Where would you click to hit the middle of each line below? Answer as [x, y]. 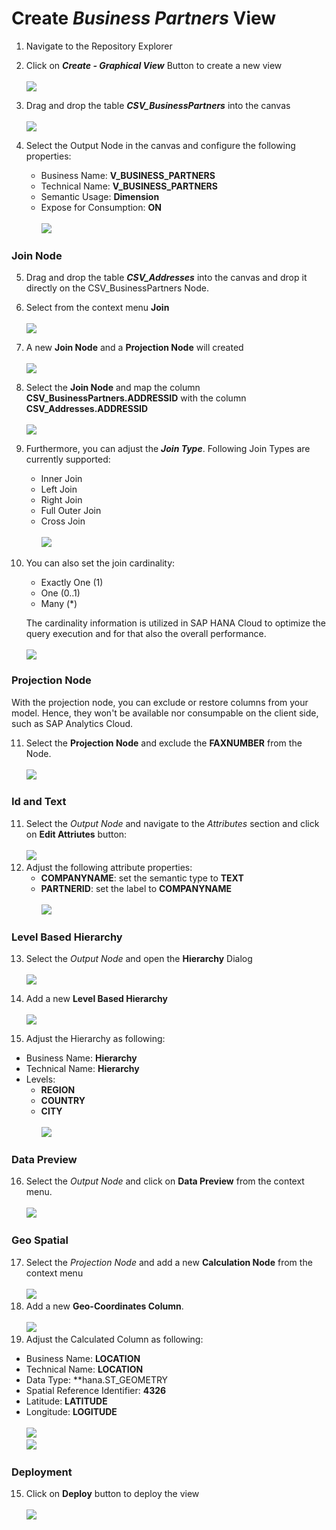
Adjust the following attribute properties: [109, 867]
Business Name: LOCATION [83, 1358]
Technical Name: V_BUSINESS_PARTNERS [129, 186]
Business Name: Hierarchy [81, 1058]
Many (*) [59, 604]
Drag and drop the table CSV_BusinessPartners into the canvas [158, 105]
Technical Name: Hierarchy [82, 1069]
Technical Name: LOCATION [84, 1369]
